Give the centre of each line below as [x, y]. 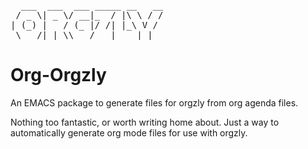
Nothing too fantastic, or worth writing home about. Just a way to [145, 122]
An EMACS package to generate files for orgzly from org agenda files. [154, 102]
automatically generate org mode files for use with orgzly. [129, 132]
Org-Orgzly [58, 75]
